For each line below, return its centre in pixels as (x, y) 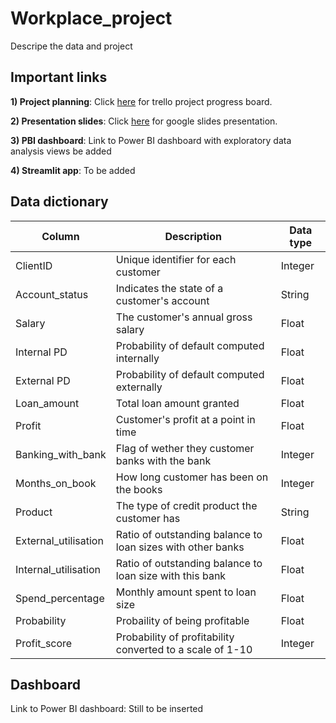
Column (60, 236)
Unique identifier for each (176, 259)
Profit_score (44, 643)
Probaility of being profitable (182, 620)
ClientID (34, 265)
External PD (43, 380)
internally (137, 358)
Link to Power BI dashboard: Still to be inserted (107, 709)
